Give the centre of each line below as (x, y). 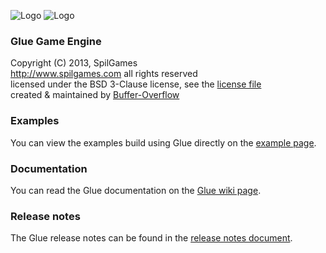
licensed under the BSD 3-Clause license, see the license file (136, 84)
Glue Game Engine (56, 41)
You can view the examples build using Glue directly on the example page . (163, 142)
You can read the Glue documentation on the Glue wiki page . (136, 190)
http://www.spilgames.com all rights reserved (104, 74)
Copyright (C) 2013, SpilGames (74, 63)
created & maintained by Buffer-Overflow (95, 95)
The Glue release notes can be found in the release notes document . (151, 238)
